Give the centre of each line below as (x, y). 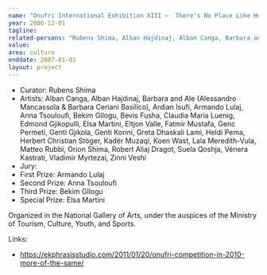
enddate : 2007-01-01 (43, 60)
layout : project (35, 68)
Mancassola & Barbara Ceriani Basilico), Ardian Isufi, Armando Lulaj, (132, 107)
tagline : (23, 30)
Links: (18, 238)
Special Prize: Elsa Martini (62, 199)
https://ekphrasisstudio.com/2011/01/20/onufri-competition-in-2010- (132, 254)
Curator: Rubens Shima (58, 90)
